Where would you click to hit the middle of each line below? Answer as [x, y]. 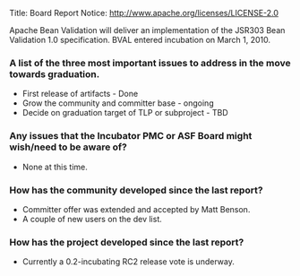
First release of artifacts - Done [80, 94]
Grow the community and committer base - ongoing [118, 103]
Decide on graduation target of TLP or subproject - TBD [125, 113]
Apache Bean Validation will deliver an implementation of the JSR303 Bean [147, 30]
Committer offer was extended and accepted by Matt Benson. [136, 209]
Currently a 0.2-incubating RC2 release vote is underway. [128, 262]
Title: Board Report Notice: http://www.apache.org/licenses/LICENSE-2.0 [144, 13]
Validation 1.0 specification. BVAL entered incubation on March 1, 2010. [140, 40]
